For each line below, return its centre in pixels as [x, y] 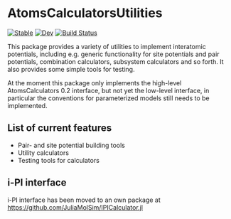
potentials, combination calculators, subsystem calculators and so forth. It [116, 61]
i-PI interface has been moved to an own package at [84, 200]
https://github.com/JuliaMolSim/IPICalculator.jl [75, 207]
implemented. [27, 105]
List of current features [60, 128]
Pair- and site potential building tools [71, 145]
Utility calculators [43, 153]
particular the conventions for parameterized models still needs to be [108, 98]
